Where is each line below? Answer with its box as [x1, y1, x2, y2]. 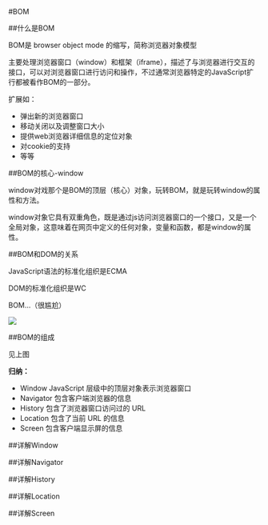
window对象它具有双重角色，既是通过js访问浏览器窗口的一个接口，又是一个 [8, 212, 258, 222]
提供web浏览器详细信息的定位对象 [19, 131, 133, 141]
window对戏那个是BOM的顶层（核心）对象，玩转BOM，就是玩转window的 [8, 186, 254, 194]
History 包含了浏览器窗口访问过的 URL [19, 403, 146, 413]
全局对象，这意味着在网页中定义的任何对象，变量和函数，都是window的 [8, 222, 245, 231]
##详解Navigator [8, 458, 64, 467]
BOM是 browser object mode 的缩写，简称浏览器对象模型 [8, 40, 198, 50]
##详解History [8, 475, 56, 483]
